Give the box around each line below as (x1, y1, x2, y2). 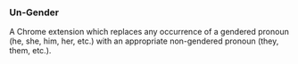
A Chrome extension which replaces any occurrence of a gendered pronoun (9, 27, 290, 37)
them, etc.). (9, 45, 52, 56)
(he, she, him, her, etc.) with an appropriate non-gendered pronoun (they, (9, 36, 279, 46)
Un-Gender (9, 6, 60, 19)
